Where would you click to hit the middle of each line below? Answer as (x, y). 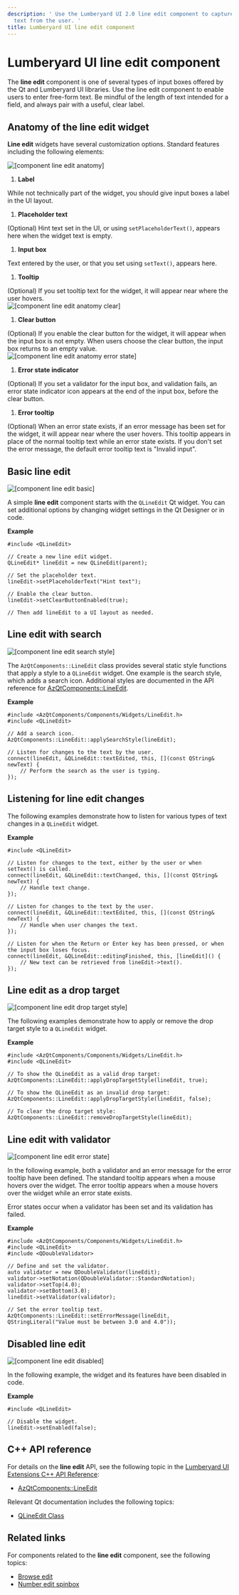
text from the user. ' (47, 21)
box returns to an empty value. (52, 348)
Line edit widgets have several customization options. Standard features (113, 144)
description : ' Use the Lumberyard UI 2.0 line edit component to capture (121, 14)
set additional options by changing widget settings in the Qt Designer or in (116, 510)
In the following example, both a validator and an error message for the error (119, 1170)
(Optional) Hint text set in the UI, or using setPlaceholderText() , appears (114, 228)
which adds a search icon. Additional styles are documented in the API (111, 681)
